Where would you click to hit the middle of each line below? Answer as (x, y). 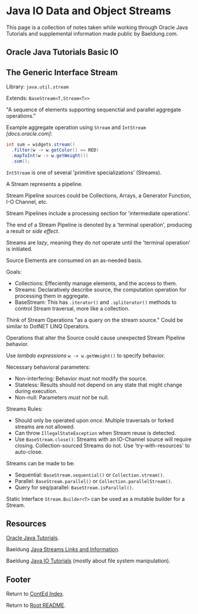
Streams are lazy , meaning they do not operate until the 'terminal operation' (98, 242)
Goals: (14, 271)
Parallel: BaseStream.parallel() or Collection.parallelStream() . (93, 481)
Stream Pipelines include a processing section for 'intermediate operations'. (98, 213)
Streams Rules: (25, 409)
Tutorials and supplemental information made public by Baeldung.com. (92, 33)
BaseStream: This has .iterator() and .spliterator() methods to (95, 302)
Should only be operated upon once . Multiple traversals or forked (94, 420)
